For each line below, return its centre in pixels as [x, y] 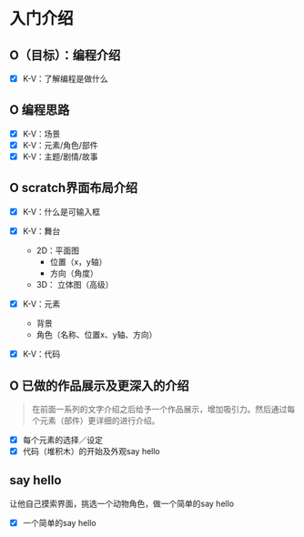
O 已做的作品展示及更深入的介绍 [99, 385]
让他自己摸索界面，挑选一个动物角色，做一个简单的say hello [122, 503]
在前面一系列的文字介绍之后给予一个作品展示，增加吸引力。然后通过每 [163, 409]
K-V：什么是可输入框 [61, 211]
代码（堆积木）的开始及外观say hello [91, 451]
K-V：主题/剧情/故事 [60, 157]
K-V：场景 [41, 134]
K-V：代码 [41, 354]
